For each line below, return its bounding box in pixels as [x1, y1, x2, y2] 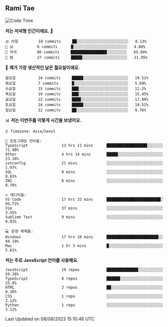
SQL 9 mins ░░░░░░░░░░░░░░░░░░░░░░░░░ [5, 169, 163, 175]
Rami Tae [5, 4, 35, 13]
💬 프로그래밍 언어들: [5, 138, 42, 143]
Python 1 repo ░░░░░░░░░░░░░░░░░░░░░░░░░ [5, 302, 163, 307]
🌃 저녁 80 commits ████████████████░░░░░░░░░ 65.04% [5, 49, 147, 54]
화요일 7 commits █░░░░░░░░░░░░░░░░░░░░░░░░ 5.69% [5, 81, 147, 86]
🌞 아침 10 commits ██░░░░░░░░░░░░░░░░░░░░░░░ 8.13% [5, 39, 147, 44]
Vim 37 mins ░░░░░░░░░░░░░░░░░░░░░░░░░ [5, 205, 163, 211]
